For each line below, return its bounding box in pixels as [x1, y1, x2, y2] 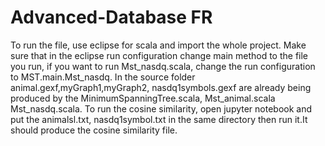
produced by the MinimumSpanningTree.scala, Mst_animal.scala [10, 92, 276, 104]
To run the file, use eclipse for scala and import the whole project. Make [10, 39, 307, 51]
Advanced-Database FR [10, 6, 213, 29]
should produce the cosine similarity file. [10, 124, 178, 136]
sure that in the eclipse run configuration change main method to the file [10, 49, 309, 61]
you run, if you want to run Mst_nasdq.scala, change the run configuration [10, 60, 316, 72]
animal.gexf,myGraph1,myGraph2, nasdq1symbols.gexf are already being [10, 81, 312, 93]
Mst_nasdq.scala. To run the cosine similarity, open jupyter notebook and [10, 102, 313, 115]
